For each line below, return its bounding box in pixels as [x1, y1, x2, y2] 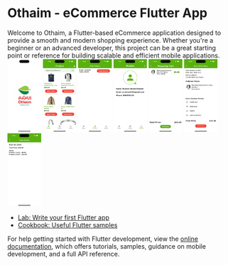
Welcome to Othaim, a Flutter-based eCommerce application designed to [7, 28, 222, 37]
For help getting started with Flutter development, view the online [7, 234, 199, 243]
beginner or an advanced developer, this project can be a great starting [7, 43, 217, 52]
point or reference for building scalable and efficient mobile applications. [7, 51, 220, 60]
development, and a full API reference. [7, 249, 120, 258]
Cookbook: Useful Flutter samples [17, 220, 118, 229]
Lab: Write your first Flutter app [17, 213, 110, 222]
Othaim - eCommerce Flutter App [7, 5, 208, 21]
